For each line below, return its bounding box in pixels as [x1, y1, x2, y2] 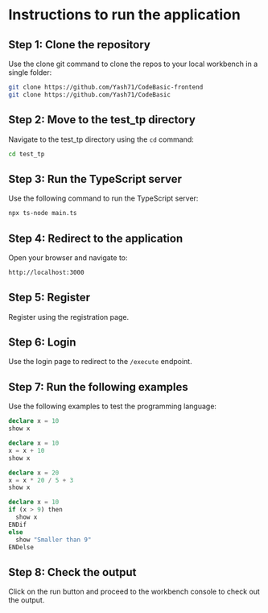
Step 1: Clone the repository [8, 38, 150, 52]
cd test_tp [8, 150, 45, 158]
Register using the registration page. [8, 312, 130, 321]
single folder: [8, 68, 52, 77]
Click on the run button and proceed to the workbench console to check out [8, 586, 260, 597]
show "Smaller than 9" [15, 536, 92, 544]
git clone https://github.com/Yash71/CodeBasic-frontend [8, 83, 204, 91]
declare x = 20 [8, 469, 60, 477]
